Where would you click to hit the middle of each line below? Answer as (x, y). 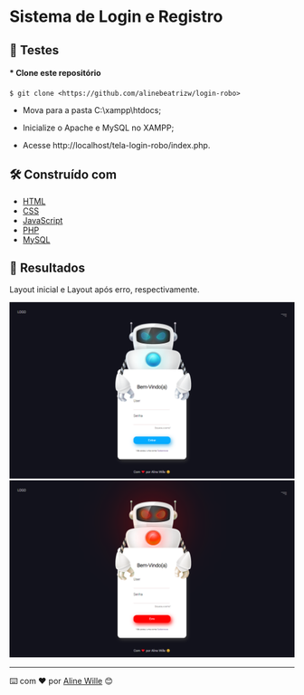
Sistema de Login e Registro (116, 17)
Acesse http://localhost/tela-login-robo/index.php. (116, 145)
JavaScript (43, 220)
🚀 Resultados (47, 267)
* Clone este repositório (55, 73)
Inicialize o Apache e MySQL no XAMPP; (98, 128)
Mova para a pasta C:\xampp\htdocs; (91, 109)
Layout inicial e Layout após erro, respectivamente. (104, 290)
